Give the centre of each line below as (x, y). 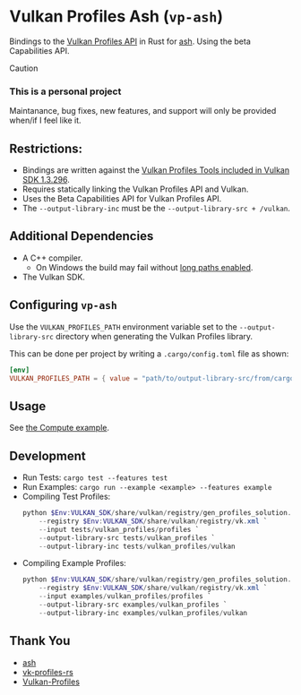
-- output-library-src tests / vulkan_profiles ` (127, 538)
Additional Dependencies (82, 236)
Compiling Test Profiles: (66, 497)
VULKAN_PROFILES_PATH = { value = (74, 378)
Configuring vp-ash (64, 305)
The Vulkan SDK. (53, 277)
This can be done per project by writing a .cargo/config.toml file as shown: (149, 353)
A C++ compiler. (52, 258)
